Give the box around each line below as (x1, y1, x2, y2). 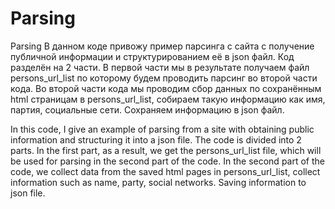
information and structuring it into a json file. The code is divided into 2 (10, 133, 302, 146)
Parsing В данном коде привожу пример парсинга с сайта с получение (10, 40, 315, 52)
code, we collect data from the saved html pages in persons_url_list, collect (10, 165, 321, 177)
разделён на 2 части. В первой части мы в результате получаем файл (10, 61, 310, 73)
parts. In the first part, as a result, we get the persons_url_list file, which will (10, 144, 322, 156)
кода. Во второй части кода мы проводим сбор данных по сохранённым (10, 82, 322, 94)
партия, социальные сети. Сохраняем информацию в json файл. (10, 103, 285, 116)
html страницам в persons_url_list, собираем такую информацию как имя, (10, 93, 326, 105)
